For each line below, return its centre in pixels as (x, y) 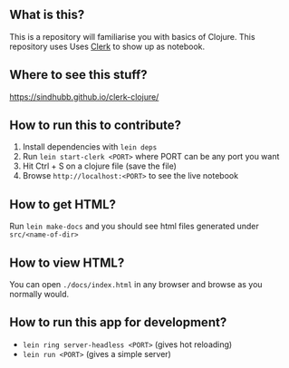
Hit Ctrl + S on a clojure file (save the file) (99, 166)
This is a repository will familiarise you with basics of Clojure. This (132, 36)
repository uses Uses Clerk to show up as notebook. (107, 46)
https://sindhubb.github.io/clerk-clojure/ (84, 97)
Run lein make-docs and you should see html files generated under (135, 227)
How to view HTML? (67, 262)
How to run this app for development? (118, 322)
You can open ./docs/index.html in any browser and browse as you (136, 285)
